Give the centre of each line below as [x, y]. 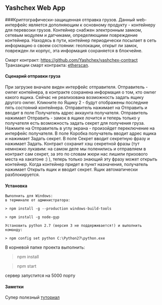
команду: [14, 230]
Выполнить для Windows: [29, 196]
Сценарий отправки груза [33, 76]
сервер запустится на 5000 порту [40, 275]
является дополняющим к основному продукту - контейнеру [92, 25]
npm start [26, 266]
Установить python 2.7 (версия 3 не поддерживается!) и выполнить [73, 226]
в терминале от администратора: [38, 200]
